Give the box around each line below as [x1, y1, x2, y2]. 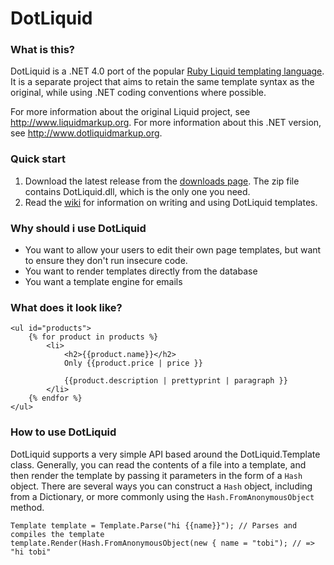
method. [10, 501, 45, 513]
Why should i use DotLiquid [10, 221, 147, 235]
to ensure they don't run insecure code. [24, 255, 188, 267]
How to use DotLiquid [10, 425, 117, 439]
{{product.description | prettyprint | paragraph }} [63, 376, 288, 386]
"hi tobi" [10, 547, 52, 557]
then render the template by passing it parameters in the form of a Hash [10, 469, 303, 481]
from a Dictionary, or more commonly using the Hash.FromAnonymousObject [10, 490, 315, 502]
